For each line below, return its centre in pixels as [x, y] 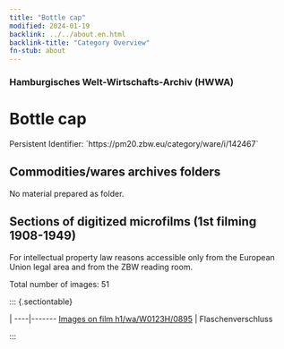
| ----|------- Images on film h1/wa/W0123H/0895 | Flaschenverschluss [141, 319]
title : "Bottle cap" [48, 17]
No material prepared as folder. [67, 193]
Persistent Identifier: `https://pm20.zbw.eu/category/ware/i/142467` [134, 143]
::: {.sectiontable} [41, 302]
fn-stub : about [38, 51]
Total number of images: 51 [60, 284]
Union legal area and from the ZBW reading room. [101, 267]
